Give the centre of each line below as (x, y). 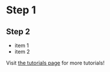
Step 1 (21, 10)
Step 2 (18, 32)
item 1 (22, 45)
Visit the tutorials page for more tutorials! (55, 63)
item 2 (22, 52)
